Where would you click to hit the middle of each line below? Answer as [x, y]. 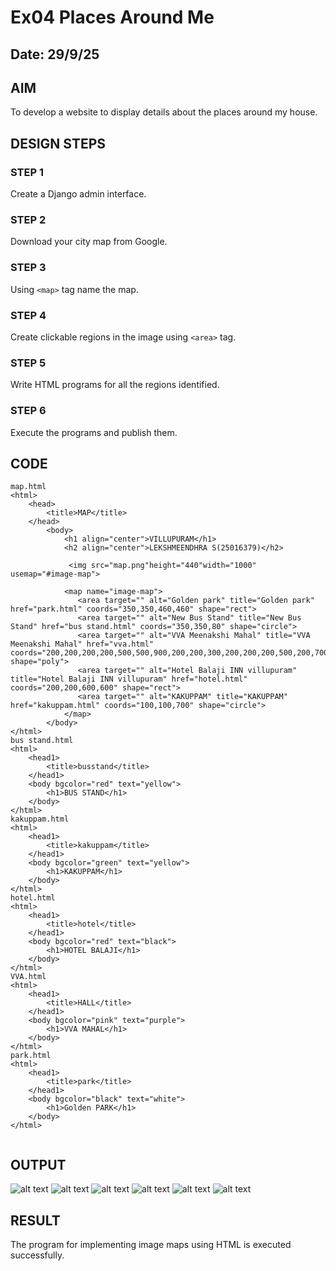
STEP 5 [28, 363]
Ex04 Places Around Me [112, 17]
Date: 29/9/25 [55, 54]
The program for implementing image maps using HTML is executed [151, 1244]
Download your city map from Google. [89, 242]
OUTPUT [38, 1164]
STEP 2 [28, 219]
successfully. [37, 1255]
